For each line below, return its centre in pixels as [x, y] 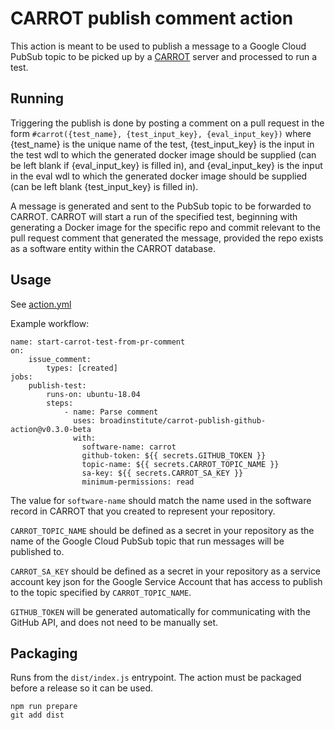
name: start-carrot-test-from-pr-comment [98, 342]
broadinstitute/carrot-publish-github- [183, 420]
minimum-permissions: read [138, 482]
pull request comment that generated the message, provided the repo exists [167, 238]
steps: [60, 403]
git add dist [37, 715]
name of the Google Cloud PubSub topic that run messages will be [147, 541]
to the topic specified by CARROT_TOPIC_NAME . [101, 592]
